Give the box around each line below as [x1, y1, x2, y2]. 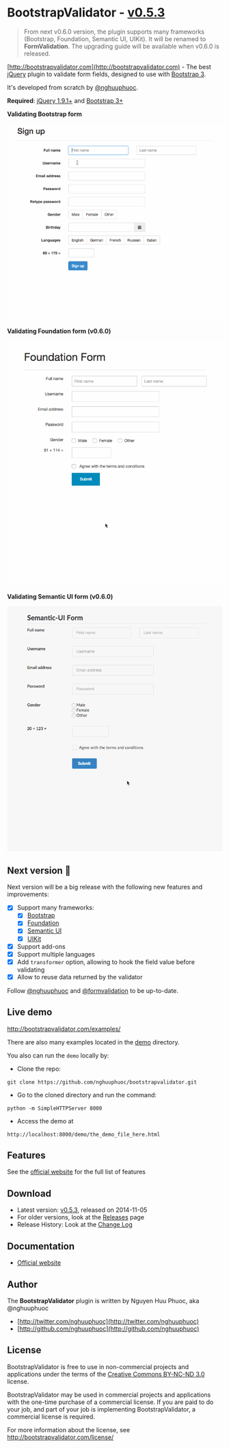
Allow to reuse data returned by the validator [16, 972, 143, 981]
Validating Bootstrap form [7, 110, 82, 118]
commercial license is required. [7, 1412, 96, 1421]
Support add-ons [16, 942, 66, 950]
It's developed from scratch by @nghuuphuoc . [7, 83, 139, 91]
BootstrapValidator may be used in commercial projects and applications [7, 1390, 211, 1399]
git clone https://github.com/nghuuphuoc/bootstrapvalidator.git [7, 1079, 197, 1086]
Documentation [7, 1240, 75, 1252]
